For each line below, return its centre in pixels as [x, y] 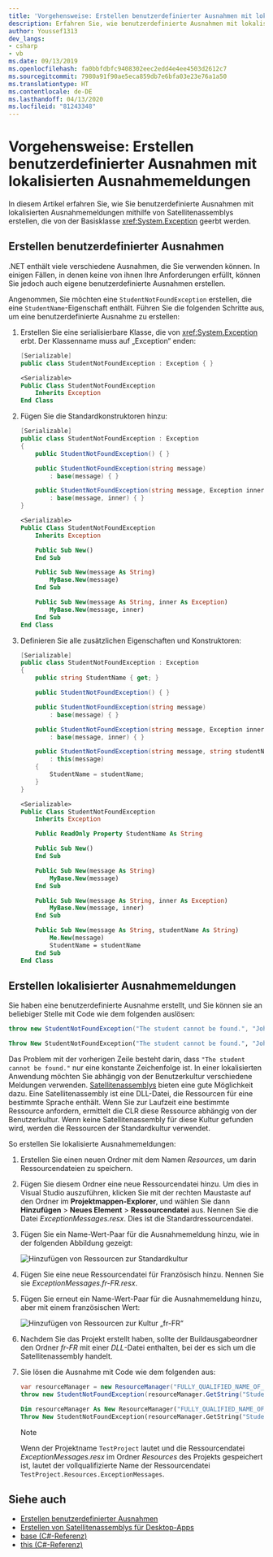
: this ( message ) [77, 759]
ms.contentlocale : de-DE [50, 91]
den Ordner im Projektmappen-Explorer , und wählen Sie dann [125, 1201]
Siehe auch [37, 1499]
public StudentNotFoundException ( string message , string [134, 752]
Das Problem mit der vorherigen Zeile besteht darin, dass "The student [127, 1059]
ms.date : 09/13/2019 [43, 62]
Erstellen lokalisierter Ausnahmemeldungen [122, 985]
